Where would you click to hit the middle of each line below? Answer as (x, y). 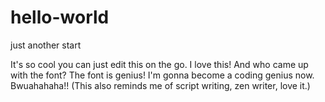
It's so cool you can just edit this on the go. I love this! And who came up (159, 64)
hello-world (60, 17)
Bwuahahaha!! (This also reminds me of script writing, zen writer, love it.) (160, 85)
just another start (46, 45)
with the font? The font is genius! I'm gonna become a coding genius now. (162, 75)
